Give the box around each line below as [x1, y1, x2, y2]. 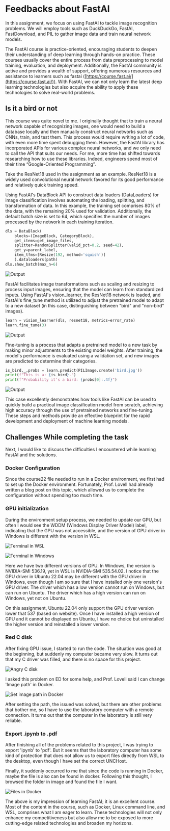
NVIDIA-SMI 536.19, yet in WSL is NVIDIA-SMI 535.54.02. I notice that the [5, 568, 159, 574]
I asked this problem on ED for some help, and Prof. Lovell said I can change [5, 676, 165, 682]
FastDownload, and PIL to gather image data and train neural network [5, 31, 151, 37]
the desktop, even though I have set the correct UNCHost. [5, 758, 127, 764]
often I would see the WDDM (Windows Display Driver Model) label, [5, 522, 147, 528]
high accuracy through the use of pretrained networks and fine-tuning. [5, 407, 154, 413]
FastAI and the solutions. [5, 452, 58, 458]
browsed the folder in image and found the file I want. [5, 778, 118, 785]
